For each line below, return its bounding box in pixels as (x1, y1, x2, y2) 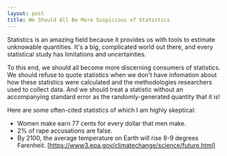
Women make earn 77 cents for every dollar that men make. (16, 119, 187, 127)
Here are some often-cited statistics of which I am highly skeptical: (7, 106, 196, 114)
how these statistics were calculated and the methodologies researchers (7, 78, 213, 86)
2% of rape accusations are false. (16, 126, 113, 135)
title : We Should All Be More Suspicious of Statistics (7, 16, 170, 23)
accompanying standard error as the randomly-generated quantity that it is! (7, 92, 221, 100)
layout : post (7, 10, 45, 17)
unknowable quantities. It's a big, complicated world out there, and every (7, 43, 213, 51)
